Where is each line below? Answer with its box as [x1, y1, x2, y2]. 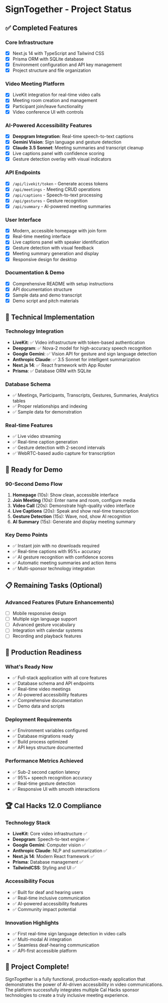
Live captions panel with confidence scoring [12, 151, 105, 157]
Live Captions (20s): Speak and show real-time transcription [12, 508, 139, 514]
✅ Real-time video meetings [12, 686, 71, 692]
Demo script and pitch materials [12, 298, 79, 304]
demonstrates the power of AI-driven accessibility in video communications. [5, 981, 163, 987]
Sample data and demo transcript [12, 292, 82, 298]
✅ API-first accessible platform [12, 947, 77, 954]
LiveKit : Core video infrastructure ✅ [12, 831, 88, 837]
